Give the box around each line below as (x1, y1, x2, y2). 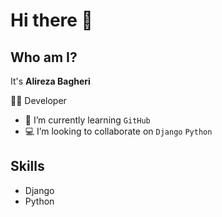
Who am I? (10, 49, 78, 66)
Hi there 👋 (10, 9, 93, 32)
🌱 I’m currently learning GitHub (24, 114, 151, 126)
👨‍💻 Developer (10, 95, 67, 106)
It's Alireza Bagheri (10, 75, 91, 87)
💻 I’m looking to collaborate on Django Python (24, 125, 213, 137)
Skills (10, 158, 45, 175)
